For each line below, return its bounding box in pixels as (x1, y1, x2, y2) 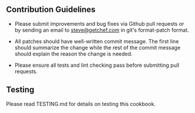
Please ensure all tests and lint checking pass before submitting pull (14, 61, 180, 69)
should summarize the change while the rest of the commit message (14, 44, 181, 51)
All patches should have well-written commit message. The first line (14, 37, 179, 44)
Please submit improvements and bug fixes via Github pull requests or (14, 20, 184, 27)
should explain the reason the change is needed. (14, 50, 133, 57)
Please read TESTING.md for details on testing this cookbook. (6, 100, 156, 107)
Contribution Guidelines (6, 5, 96, 15)
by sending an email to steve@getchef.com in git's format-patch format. (14, 26, 189, 33)
